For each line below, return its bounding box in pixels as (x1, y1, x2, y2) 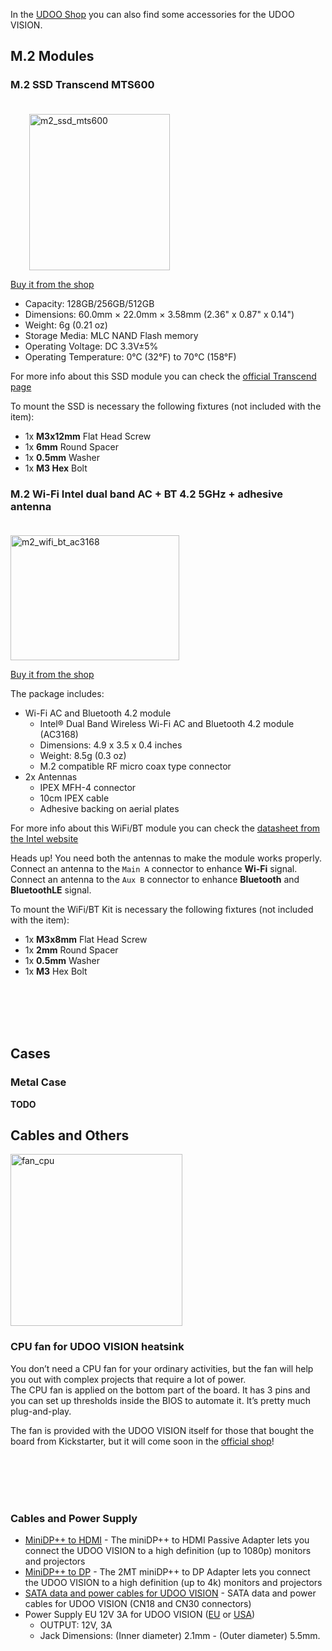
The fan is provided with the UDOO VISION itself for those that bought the (10, 1424, 315, 1436)
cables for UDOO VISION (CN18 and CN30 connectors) (24, 1598, 252, 1610)
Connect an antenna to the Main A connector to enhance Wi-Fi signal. (10, 862, 298, 874)
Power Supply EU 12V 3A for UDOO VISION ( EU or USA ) (24, 1609, 256, 1621)
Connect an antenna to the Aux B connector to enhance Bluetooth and (10, 873, 300, 885)
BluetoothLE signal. (10, 884, 92, 896)
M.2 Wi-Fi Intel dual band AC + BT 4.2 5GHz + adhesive (10, 487, 283, 501)
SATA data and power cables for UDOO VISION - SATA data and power (24, 1587, 317, 1599)
